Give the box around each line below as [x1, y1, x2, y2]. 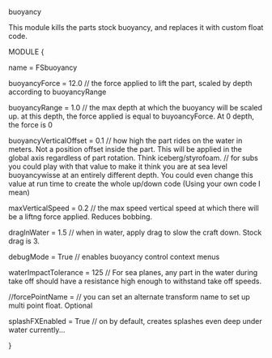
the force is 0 [8, 120, 53, 129]
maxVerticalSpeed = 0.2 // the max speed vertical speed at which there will [8, 203, 259, 213]
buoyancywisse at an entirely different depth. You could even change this [8, 170, 253, 179]
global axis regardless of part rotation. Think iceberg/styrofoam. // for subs [8, 153, 259, 162]
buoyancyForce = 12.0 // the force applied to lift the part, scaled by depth [8, 79, 253, 88]
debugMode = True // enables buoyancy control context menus [8, 252, 220, 261]
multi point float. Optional [8, 300, 93, 310]
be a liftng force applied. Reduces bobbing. [8, 212, 152, 222]
